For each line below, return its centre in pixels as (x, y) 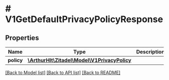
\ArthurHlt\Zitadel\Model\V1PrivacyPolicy (79, 60)
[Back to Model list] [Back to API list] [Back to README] (63, 72)
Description (150, 52)
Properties (22, 38)
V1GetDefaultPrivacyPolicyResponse (84, 19)
